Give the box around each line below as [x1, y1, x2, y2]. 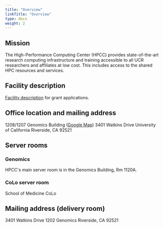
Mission [5, 39, 30, 47]
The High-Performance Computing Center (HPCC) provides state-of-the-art [5, 52, 159, 58]
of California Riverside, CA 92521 [5, 127, 72, 133]
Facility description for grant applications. [5, 94, 89, 100]
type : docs [5, 16, 27, 21]
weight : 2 [5, 21, 26, 26]
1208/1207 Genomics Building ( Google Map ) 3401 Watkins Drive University [5, 122, 156, 128]
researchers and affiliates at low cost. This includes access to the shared [5, 62, 153, 68]
